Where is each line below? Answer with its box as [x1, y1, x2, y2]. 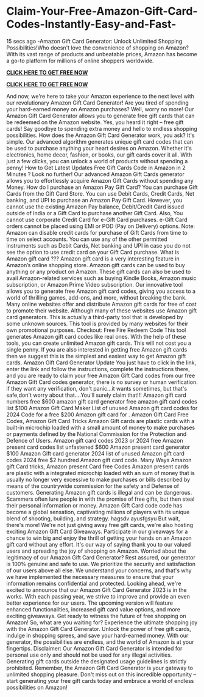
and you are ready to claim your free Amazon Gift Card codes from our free [6, 372, 195, 379]
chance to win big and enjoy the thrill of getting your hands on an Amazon [6, 534, 192, 542]
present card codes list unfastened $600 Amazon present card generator [6, 443, 191, 451]
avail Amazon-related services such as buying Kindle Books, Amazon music [6, 274, 197, 282]
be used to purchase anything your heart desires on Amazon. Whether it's [6, 144, 192, 152]
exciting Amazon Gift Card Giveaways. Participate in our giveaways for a [6, 528, 188, 535]
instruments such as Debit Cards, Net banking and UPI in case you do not [6, 242, 191, 249]
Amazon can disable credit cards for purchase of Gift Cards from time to [6, 229, 188, 236]
